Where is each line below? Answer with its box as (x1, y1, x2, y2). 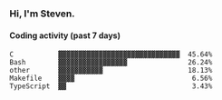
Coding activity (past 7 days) (9, 30, 121, 41)
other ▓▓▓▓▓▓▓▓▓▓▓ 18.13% (9, 66, 213, 75)
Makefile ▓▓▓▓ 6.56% (9, 74, 213, 84)
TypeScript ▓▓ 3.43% (9, 82, 213, 91)
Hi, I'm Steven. (9, 7, 75, 20)
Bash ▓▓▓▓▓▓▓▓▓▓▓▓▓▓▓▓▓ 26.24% (9, 58, 213, 67)
